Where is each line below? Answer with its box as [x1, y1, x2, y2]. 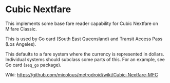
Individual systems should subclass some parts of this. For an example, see [5, 56, 165, 62]
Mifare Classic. [5, 25, 37, 32]
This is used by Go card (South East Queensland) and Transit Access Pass [5, 36, 163, 42]
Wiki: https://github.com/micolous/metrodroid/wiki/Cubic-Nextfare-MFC [5, 71, 158, 77]
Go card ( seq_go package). [5, 62, 62, 68]
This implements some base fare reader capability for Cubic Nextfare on [5, 20, 158, 26]
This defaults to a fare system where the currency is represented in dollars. [5, 51, 164, 57]
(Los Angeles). [5, 41, 36, 47]
